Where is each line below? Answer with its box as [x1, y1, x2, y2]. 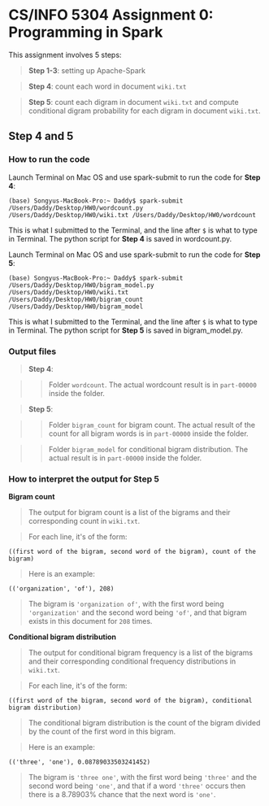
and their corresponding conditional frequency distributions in [28, 656, 236, 666]
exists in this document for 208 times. [28, 616, 153, 626]
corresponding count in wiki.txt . [28, 516, 141, 526]
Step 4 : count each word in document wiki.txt [28, 81, 187, 91]
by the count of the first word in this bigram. [28, 726, 176, 737]
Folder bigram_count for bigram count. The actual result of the [48, 420, 256, 429]
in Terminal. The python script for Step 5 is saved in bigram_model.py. [8, 325, 244, 335]
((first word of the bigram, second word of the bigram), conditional [8, 697, 253, 705]
